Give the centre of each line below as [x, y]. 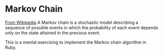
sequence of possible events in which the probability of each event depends [82, 27]
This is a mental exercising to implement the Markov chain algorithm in [76, 42]
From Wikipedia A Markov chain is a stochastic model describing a [72, 22]
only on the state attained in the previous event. [53, 33]
